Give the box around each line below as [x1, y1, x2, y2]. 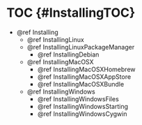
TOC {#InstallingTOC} [6, 5, 136, 21]
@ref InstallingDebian [37, 50, 100, 59]
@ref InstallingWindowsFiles [37, 94, 119, 103]
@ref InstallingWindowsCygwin [37, 110, 127, 118]
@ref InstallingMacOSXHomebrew [37, 65, 136, 73]
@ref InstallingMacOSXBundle [37, 80, 125, 88]
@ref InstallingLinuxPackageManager [26, 43, 135, 51]
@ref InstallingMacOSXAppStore [37, 72, 132, 81]
